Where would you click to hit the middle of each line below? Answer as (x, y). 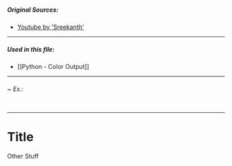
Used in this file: (31, 49)
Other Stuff (23, 156)
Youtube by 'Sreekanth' (50, 27)
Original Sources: (33, 10)
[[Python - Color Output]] (53, 66)
